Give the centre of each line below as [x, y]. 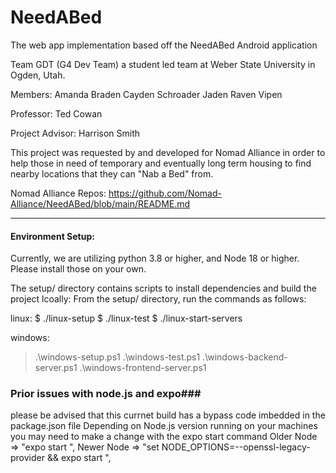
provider [27, 458]
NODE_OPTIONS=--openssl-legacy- [236, 447]
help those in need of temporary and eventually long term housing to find [161, 163]
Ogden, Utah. [38, 75]
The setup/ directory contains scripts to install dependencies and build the [163, 288]
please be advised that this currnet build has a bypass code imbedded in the [168, 415]
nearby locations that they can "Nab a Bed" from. [112, 173]
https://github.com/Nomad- [165, 193]
